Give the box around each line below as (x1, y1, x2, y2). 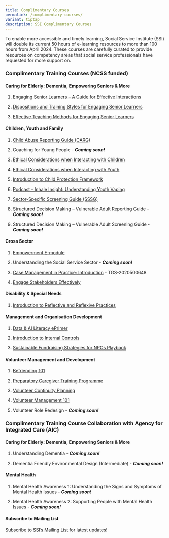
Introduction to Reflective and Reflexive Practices (12, 302, 116, 308)
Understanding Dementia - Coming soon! (12, 450, 100, 456)
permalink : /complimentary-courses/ (5, 12, 83, 17)
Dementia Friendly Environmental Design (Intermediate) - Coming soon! (12, 460, 163, 466)
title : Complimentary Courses (5, 7, 70, 13)
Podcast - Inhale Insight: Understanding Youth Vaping (12, 186, 125, 192)
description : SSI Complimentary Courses (5, 21, 92, 27)
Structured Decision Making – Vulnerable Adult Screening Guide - (12, 221, 150, 227)
